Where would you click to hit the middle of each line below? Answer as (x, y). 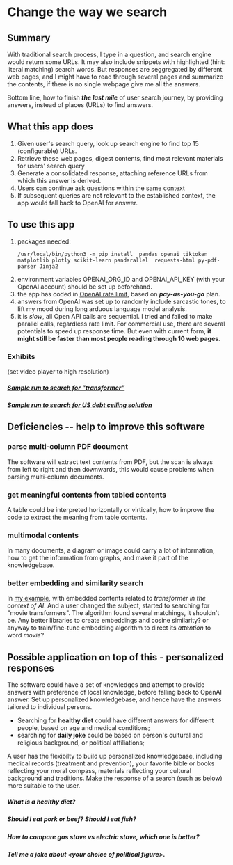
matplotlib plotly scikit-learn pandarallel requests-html (106, 260)
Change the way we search (87, 12)
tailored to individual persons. (50, 707)
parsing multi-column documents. (56, 477)
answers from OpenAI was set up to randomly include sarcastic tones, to (121, 301)
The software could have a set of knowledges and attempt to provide (106, 685)
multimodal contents (43, 535)
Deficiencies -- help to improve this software (106, 427)
